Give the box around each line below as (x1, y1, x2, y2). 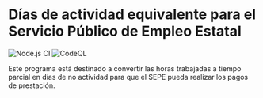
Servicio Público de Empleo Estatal (8, 22, 242, 40)
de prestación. (8, 81, 55, 90)
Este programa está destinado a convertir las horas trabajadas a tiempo (8, 63, 242, 73)
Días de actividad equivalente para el (8, 6, 256, 24)
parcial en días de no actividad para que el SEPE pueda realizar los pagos (8, 72, 249, 81)
